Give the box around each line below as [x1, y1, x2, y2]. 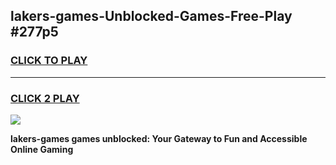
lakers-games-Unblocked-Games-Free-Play [10, 8, 293, 25]
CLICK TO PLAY [10, 54, 88, 68]
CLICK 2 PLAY [10, 91, 80, 105]
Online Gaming [10, 143, 74, 155]
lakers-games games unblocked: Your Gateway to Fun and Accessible [10, 132, 308, 144]
